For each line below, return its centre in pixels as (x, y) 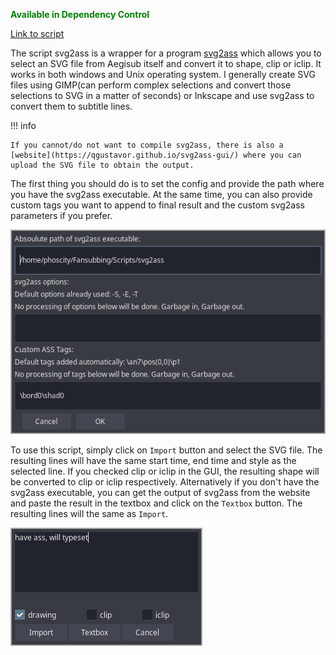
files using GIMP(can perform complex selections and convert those (151, 85)
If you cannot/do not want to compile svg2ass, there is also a (147, 145)
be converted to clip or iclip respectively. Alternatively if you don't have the (165, 481)
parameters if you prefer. (61, 215)
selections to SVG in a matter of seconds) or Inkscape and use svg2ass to (162, 95)
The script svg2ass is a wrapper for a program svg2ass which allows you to (166, 53)
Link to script (37, 33)
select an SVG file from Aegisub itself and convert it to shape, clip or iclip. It (166, 63)
